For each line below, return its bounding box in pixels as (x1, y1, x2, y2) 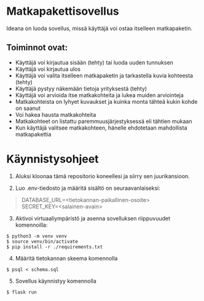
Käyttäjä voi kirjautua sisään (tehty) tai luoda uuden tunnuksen (15, 58, 174, 66)
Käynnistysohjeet (6, 152, 100, 166)
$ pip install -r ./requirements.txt (6, 244, 103, 250)
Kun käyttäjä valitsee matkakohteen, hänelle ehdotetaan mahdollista (15, 124, 187, 131)
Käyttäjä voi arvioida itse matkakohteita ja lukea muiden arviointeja (15, 91, 184, 99)
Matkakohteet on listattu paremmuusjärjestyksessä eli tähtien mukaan (15, 117, 192, 125)
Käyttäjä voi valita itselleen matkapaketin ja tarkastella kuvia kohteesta (15, 72, 194, 79)
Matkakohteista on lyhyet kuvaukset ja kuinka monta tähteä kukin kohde (15, 98, 198, 105)
